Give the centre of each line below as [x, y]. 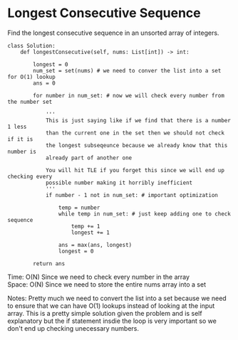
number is [22, 152]
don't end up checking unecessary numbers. [73, 328]
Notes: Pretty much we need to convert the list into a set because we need [117, 298]
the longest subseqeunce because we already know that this [136, 145]
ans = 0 [44, 83]
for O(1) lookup [31, 77]
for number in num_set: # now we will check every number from [129, 95]
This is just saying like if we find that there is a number [138, 120]
